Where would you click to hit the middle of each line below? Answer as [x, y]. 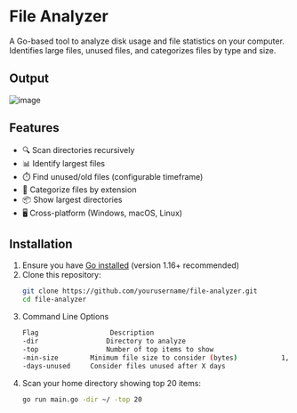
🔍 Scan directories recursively [78, 150]
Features [34, 128]
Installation [41, 243]
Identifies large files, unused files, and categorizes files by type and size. [143, 50]
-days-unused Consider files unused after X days [124, 366]
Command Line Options [65, 317]
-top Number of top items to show [118, 349]
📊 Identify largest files [63, 163]
